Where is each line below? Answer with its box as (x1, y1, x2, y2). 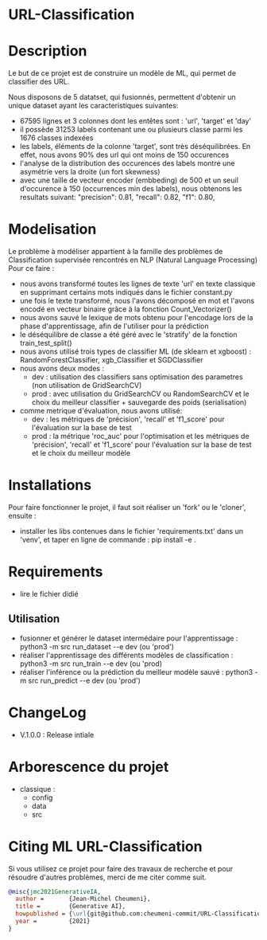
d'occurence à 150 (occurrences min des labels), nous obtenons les (19, 184, 242, 194)
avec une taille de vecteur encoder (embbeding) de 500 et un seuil (19, 175, 238, 185)
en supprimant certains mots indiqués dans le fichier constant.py (19, 288, 233, 297)
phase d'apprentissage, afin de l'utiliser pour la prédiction (19, 321, 209, 331)
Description (8, 42, 87, 61)
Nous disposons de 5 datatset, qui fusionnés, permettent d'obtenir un (8, 92, 236, 102)
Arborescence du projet (8, 758, 169, 776)
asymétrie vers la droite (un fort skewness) (19, 167, 161, 177)
